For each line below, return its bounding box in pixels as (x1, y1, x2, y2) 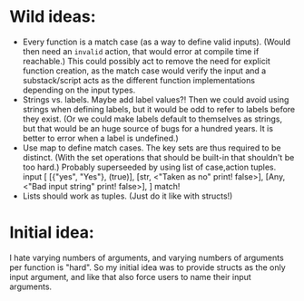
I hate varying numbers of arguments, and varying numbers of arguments (9, 252, 284, 263)
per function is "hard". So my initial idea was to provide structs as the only (9, 261, 286, 273)
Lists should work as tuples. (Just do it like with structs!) (22, 190, 233, 201)
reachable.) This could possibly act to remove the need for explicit (22, 55, 270, 66)
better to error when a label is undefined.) (22, 132, 179, 143)
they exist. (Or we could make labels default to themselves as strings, (22, 113, 283, 124)
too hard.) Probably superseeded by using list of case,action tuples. (22, 161, 277, 172)
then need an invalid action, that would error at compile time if (22, 45, 260, 56)
